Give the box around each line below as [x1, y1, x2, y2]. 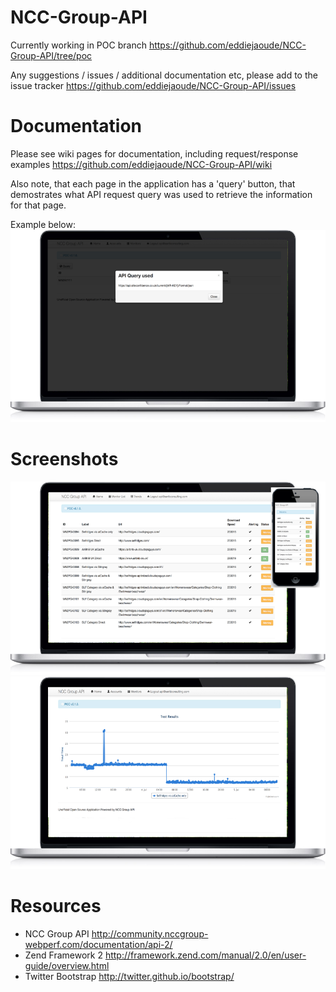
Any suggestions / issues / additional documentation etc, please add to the [10, 69, 318, 81]
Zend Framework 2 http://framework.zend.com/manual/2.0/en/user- [24, 949, 307, 961]
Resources [10, 895, 102, 918]
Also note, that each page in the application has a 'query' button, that [10, 177, 296, 190]
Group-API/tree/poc [10, 49, 93, 61]
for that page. [10, 199, 67, 211]
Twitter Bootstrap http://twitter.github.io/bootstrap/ [24, 970, 235, 982]
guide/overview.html [24, 959, 110, 971]
